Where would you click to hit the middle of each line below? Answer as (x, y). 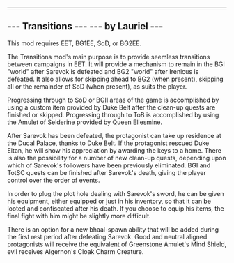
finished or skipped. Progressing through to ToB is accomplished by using (113, 114)
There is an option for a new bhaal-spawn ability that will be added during (113, 229)
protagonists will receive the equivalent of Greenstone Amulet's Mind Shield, (117, 244)
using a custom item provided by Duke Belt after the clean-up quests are (111, 107)
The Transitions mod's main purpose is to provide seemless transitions (109, 57)
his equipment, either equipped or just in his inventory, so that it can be (109, 201)
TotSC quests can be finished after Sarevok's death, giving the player (107, 172)
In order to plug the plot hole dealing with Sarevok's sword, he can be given (116, 193)
